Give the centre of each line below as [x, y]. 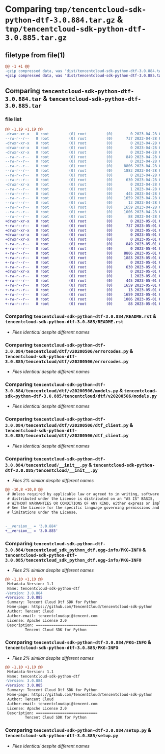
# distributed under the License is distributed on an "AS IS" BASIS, [81, 499]
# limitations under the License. [42, 512]
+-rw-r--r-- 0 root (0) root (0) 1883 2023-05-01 [81, 258]
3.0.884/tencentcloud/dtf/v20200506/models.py [62, 391]
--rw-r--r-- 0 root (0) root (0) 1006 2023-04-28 [81, 212]
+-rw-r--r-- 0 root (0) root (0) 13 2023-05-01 [81, 290]
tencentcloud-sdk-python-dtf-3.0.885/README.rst [64, 322]
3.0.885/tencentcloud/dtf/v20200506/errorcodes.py [67, 361]
